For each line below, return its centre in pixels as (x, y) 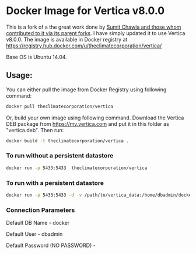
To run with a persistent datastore (55, 183)
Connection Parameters (41, 210)
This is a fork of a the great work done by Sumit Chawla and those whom (94, 27)
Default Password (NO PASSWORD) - (51, 246)
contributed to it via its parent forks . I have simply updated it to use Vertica (96, 33)
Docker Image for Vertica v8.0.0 (85, 11)
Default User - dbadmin (34, 234)
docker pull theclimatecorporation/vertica (60, 107)
